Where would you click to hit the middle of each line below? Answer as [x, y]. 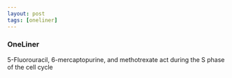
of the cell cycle [30, 67]
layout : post [26, 14]
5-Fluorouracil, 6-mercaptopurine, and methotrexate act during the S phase [116, 59]
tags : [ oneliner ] [32, 20]
